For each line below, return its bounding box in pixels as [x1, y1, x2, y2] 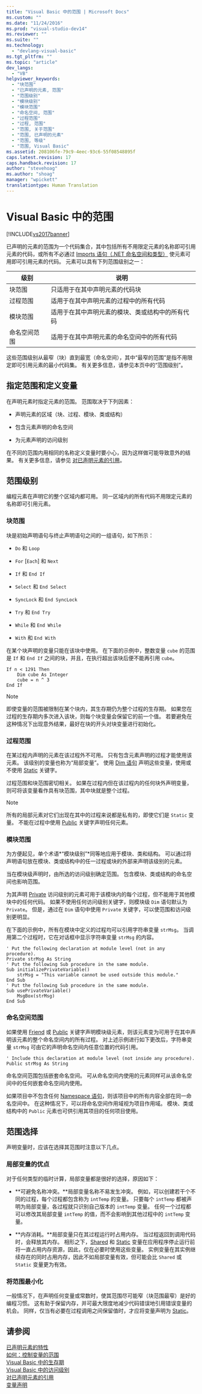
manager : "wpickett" [6, 177, 58, 183]
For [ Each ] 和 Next [14, 557, 59, 565]
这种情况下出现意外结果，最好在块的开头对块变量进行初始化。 [6, 720, 159, 727]
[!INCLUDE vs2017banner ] [6, 230, 70, 238]
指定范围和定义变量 [6, 380, 78, 391]
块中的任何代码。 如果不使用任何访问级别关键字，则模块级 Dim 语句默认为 [6, 898, 188, 906]
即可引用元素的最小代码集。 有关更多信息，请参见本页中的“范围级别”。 [11, 361, 186, 368]
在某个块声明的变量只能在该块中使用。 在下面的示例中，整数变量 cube [6, 646, 179, 654]
